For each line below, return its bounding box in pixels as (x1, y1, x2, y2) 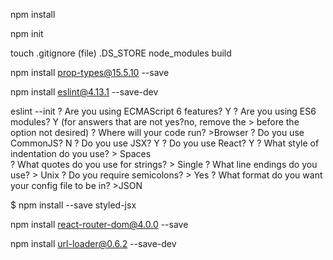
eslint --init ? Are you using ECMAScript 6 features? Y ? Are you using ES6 (10, 105, 317, 117)
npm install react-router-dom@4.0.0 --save (10, 219, 189, 230)
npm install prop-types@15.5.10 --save (10, 67, 170, 78)
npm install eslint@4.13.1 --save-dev (10, 86, 159, 98)
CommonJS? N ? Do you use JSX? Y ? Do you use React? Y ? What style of (10, 137, 320, 149)
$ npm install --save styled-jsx (10, 199, 137, 211)
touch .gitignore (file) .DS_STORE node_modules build (10, 47, 232, 59)
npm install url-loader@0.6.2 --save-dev (10, 238, 177, 249)
